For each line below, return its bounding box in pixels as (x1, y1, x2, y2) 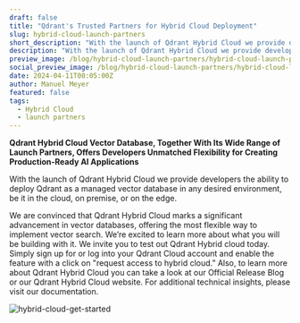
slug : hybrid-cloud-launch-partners (9, 30, 146, 38)
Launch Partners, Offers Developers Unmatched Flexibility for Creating (9, 147, 279, 157)
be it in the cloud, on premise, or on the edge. (9, 193, 177, 204)
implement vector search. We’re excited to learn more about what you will (9, 229, 280, 240)
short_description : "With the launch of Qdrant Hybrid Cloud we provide (9, 38, 286, 47)
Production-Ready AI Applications (9, 157, 139, 167)
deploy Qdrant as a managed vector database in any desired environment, (9, 183, 283, 194)
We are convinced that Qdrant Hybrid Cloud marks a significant (9, 210, 243, 221)
